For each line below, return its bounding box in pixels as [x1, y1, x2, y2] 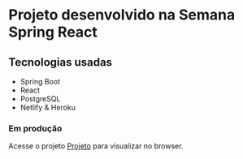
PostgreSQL [20, 94, 61, 103]
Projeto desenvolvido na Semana [8, 6, 236, 24]
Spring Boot [20, 77, 61, 86]
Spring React [8, 23, 98, 41]
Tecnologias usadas [8, 55, 112, 69]
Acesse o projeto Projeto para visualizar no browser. [8, 141, 184, 151]
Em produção [8, 122, 63, 134]
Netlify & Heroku [20, 103, 76, 112]
